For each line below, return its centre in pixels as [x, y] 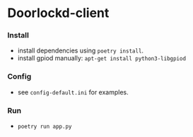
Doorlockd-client [58, 13]
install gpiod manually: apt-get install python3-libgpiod [101, 58]
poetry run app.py [45, 127]
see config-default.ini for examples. [73, 92]
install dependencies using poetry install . [80, 50]
